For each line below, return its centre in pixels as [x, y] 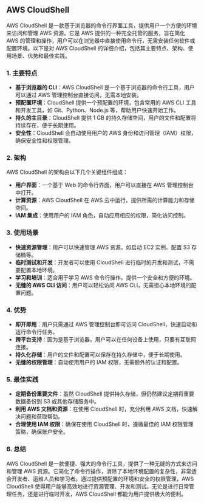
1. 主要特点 [22, 73]
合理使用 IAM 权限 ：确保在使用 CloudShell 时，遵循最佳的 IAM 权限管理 [104, 424]
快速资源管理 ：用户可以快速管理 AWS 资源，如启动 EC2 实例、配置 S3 [102, 247]
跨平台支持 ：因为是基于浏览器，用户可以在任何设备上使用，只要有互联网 [105, 339]
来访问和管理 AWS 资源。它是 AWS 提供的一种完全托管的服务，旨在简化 [96, 33]
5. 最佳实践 [22, 379]
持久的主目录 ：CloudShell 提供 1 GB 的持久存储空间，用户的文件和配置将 [105, 118]
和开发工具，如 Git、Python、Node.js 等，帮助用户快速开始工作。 [97, 110]
